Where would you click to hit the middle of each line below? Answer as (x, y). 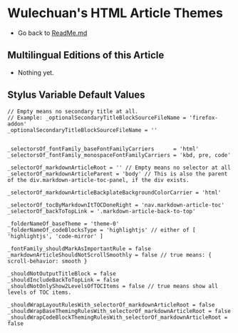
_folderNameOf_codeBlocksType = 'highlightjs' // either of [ (102, 230)
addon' (17, 124)
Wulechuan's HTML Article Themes (115, 13)
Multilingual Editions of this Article (86, 55)
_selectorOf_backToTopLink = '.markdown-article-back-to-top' (102, 211)
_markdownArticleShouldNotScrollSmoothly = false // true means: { (110, 255)
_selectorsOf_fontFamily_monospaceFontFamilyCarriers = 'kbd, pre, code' (119, 155)
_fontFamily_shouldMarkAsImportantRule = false (79, 249)
